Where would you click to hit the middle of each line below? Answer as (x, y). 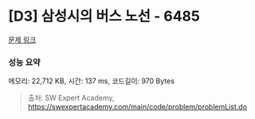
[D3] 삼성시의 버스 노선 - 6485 (104, 16)
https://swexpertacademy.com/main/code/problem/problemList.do (137, 107)
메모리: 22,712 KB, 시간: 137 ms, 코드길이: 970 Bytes (92, 81)
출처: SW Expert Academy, (71, 98)
